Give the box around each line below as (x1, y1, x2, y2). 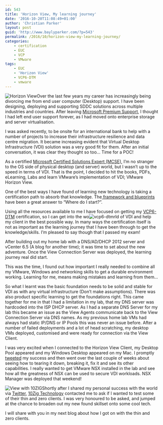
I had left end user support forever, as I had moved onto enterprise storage (5, 114, 155, 119)
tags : (5, 61, 16, 66)
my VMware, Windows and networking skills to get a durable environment (5, 269, 153, 274)
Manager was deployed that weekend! (5, 376, 82, 382)
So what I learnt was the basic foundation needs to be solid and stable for (5, 283, 153, 289)
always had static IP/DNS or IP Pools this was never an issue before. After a (5, 320, 157, 326)
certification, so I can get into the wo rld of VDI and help (16, 213, 152, 219)
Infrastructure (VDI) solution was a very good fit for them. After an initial (5, 144, 149, 150)
